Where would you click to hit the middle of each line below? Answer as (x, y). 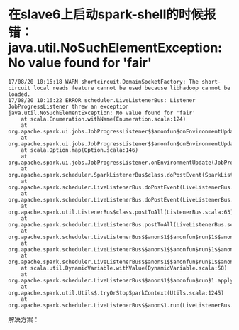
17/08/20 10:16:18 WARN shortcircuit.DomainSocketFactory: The (104, 82)
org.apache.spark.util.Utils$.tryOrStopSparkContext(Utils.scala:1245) (116, 293)
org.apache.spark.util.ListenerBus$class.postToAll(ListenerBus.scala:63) (121, 212)
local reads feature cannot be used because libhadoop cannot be (132, 88)
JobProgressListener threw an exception (69, 106)
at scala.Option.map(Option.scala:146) (80, 150)
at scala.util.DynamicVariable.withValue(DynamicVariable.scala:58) (124, 268)
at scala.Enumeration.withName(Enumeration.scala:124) (104, 119)
